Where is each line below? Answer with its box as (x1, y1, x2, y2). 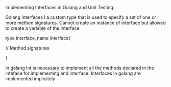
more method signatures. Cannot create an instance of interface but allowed (5, 20, 166, 26)
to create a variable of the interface (5, 25, 80, 31)
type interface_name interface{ (5, 35, 71, 41)
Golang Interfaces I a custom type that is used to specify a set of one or (5, 14, 157, 20)
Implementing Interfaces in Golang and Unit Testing (5, 5, 114, 10)
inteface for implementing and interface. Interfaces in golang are (5, 70, 141, 76)
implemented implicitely (5, 76, 55, 81)
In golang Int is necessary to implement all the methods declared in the (5, 65, 154, 71)
